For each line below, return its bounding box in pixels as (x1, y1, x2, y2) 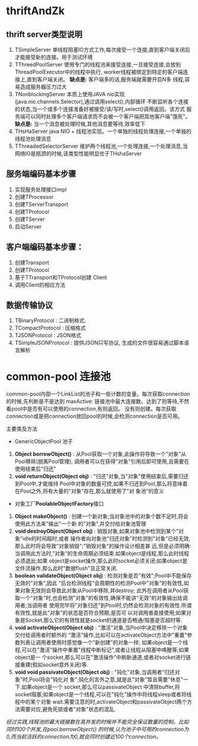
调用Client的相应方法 (14, 281, 66, 288)
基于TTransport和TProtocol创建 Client (14, 274, 108, 281)
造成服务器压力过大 (20, 83, 67, 90)
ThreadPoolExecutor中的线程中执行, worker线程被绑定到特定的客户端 (14, 68, 183, 75)
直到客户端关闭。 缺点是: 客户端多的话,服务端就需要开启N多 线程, (26, 76, 185, 82)
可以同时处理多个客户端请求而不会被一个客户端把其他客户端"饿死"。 (25, 113, 191, 120)
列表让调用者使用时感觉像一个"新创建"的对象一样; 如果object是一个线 (20, 639, 189, 646)
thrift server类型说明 (6, 29, 83, 39)
